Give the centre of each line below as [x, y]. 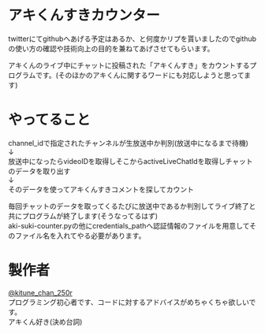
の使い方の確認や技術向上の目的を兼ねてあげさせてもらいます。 [111, 48]
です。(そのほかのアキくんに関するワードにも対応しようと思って [140, 75]
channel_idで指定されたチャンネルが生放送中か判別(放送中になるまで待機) [128, 143]
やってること [49, 120]
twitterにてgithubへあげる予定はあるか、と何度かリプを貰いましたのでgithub [132, 39]
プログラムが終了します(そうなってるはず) [90, 216]
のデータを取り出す [39, 171]
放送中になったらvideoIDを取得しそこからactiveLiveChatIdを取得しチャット [131, 161]
